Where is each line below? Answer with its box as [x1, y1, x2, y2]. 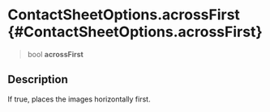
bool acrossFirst [27, 49, 84, 59]
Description [7, 73, 68, 86]
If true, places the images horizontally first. [7, 94, 151, 104]
